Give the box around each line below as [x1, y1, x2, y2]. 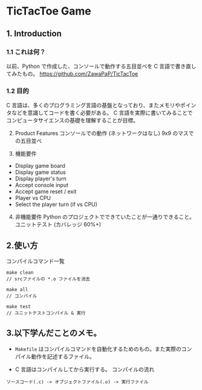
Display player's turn [15, 175, 67, 182]
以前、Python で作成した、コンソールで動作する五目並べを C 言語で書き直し [6, 62, 197, 70]
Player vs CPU [15, 194, 51, 202]
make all [6, 286, 28, 292]
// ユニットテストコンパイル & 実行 [6, 310, 86, 316]
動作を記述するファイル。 [31, 352, 95, 360]
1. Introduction [6, 28, 62, 39]
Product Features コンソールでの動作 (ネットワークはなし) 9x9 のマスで [15, 130, 194, 137]
